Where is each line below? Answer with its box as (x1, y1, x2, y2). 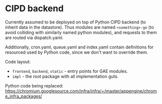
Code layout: (5, 59, 31, 64)
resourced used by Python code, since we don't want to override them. (5, 49, 148, 55)
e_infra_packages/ (5, 93, 42, 99)
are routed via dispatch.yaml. (5, 35, 63, 41)
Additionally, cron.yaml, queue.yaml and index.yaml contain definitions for (5, 44, 154, 50)
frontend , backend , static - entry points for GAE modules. (12, 68, 128, 74)
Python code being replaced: (5, 83, 63, 88)
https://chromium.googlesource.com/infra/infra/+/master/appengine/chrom (5, 88, 157, 94)
